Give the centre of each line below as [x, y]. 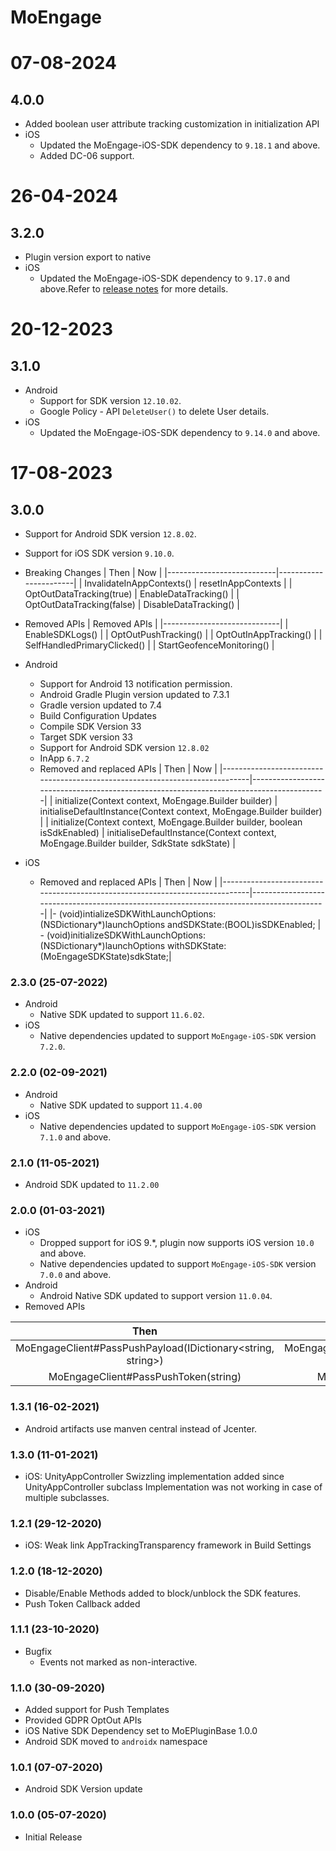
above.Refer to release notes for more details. [134, 289]
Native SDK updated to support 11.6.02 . [122, 1015]
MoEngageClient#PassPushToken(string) [145, 1377]
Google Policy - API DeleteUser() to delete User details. [154, 412]
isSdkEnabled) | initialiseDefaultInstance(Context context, [158, 833]
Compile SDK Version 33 [90, 727]
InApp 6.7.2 [64, 758]
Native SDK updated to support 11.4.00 [121, 1105]
